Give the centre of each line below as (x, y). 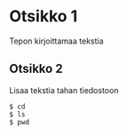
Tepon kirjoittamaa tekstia (56, 41)
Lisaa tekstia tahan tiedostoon (64, 90)
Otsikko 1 (44, 16)
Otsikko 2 (36, 69)
